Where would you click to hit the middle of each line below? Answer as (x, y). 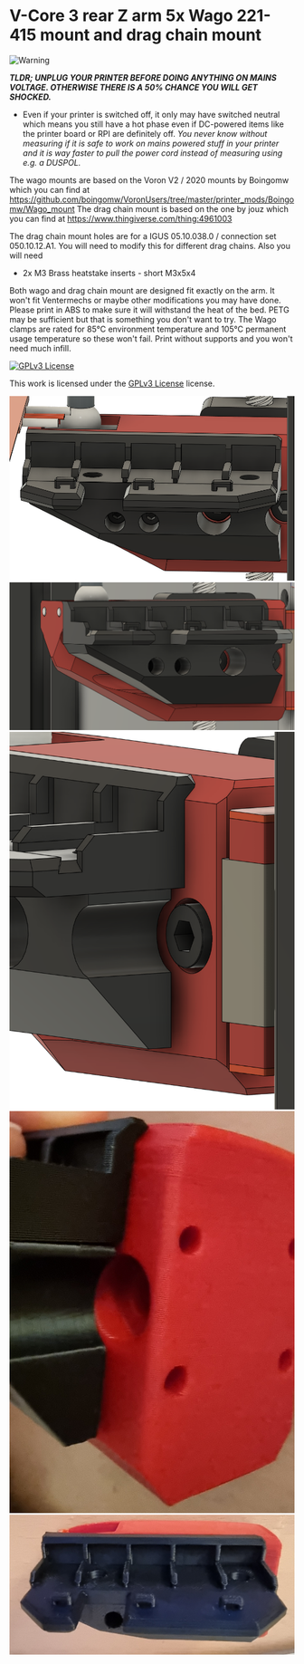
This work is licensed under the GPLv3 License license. (112, 383)
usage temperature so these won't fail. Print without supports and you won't (151, 338)
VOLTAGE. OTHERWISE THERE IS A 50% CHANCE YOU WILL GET (133, 87)
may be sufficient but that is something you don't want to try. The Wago (143, 319)
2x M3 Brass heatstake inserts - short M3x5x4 (109, 273)
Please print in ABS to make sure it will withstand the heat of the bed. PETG (149, 310)
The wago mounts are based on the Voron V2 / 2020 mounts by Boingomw (149, 180)
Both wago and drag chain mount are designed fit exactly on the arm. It (142, 290)
